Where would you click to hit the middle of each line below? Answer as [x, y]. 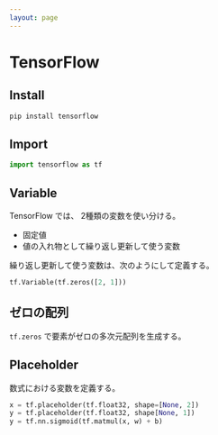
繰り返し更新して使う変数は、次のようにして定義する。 [112, 265]
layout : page [34, 18]
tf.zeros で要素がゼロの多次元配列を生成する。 [98, 336]
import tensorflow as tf [56, 165]
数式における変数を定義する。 [64, 387]
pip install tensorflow [54, 116]
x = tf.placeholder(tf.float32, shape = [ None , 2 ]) [104, 405]
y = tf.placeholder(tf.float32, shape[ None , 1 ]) [102, 413]
